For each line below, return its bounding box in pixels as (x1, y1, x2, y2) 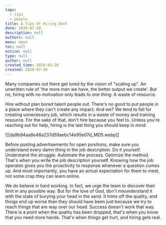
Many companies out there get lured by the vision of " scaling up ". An (5, 81, 147, 87)
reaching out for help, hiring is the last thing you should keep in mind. (5, 122, 147, 128)
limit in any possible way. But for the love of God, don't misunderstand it (5, 188, 153, 194)
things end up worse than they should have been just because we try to (5, 199, 152, 204)
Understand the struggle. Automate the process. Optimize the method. (5, 152, 150, 158)
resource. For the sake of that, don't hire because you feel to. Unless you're (5, 117, 160, 123)
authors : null (5, 35, 35, 40)
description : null (5, 30, 43, 35)
